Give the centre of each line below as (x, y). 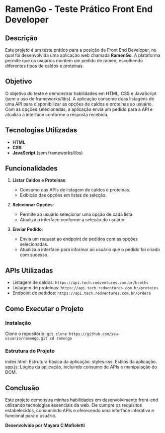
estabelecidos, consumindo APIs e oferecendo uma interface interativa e (80, 411)
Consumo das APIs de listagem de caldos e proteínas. (75, 190)
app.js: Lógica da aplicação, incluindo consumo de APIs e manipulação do (81, 367)
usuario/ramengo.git (27, 338)
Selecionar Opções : (33, 205)
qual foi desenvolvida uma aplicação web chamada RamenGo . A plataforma (83, 55)
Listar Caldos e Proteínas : (40, 180)
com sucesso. (34, 255)
